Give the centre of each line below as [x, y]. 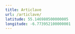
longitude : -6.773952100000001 [38, 24]
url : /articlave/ [23, 14]
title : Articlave [23, 10]
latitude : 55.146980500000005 [37, 19]
